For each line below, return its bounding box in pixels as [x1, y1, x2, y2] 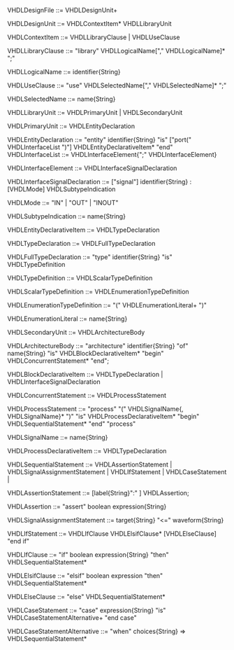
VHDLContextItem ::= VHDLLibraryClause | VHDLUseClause [7, 33, 180, 41]
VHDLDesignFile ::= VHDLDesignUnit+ [7, 6, 118, 14]
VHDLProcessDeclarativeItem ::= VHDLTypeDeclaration [7, 447, 167, 455]
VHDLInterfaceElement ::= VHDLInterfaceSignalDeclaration [7, 164, 177, 172]
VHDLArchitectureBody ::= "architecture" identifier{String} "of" [7, 342, 189, 350]
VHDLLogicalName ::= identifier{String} [7, 68, 121, 76]
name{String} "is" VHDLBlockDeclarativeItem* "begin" [7, 350, 164, 357]
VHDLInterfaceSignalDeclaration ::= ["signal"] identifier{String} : [7, 178, 192, 186]
